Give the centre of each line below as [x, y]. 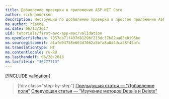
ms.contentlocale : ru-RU [31, 52]
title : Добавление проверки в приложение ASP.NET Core [64, 10]
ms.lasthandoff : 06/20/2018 [35, 57]
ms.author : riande [24, 24]
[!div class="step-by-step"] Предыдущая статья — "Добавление [86, 86]
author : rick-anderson [29, 15]
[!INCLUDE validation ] [28, 76]
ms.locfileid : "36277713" [32, 62]
